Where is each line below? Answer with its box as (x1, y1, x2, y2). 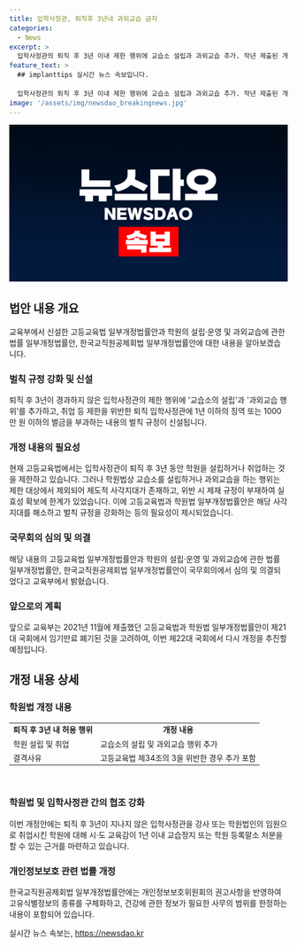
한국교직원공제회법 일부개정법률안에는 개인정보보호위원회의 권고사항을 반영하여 (9, 887, 282, 897)
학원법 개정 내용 (9, 701, 72, 714)
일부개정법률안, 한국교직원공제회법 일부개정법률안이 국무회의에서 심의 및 (9, 564, 258, 575)
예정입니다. (9, 644, 48, 654)
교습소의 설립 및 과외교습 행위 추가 (100, 739, 218, 749)
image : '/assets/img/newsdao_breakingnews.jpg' (9, 98, 188, 107)
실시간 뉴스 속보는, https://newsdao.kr (9, 927, 144, 939)
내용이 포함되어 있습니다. (9, 909, 95, 920)
